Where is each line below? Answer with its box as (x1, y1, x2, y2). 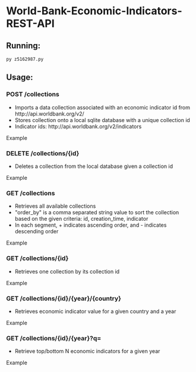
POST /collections (6, 90, 59, 99)
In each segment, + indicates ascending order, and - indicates (14, 221, 167, 229)
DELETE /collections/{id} (6, 149, 80, 157)
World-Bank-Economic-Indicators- (6, 4, 182, 18)
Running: (6, 40, 41, 51)
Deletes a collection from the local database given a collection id (14, 162, 173, 170)
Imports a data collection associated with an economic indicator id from (14, 104, 191, 111)
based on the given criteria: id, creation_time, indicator (14, 215, 148, 223)
